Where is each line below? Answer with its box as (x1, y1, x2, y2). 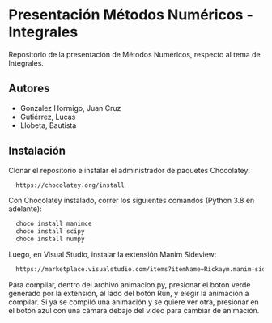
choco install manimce (15, 220, 92, 228)
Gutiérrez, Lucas (19, 112, 76, 121)
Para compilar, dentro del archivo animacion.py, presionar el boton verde (8, 279, 251, 289)
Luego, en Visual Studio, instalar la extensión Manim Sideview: (8, 249, 217, 260)
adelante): (8, 204, 42, 214)
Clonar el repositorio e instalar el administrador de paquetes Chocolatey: (8, 165, 251, 175)
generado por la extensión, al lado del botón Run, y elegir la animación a (8, 288, 249, 298)
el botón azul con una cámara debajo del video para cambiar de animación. (8, 305, 260, 315)
